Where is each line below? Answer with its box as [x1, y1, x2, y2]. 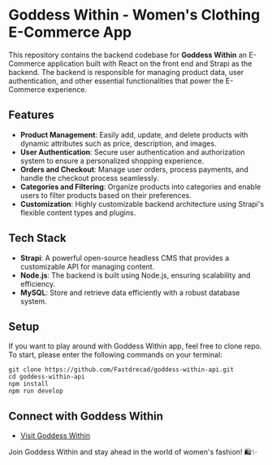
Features [8, 108, 54, 122]
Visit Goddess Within [19, 431, 91, 441]
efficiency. [19, 279, 55, 288]
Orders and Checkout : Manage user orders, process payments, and [19, 165, 249, 174]
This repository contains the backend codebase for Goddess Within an [8, 50, 248, 59]
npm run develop [8, 387, 63, 396]
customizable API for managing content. [19, 261, 155, 271]
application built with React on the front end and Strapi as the [47, 59, 253, 68]
